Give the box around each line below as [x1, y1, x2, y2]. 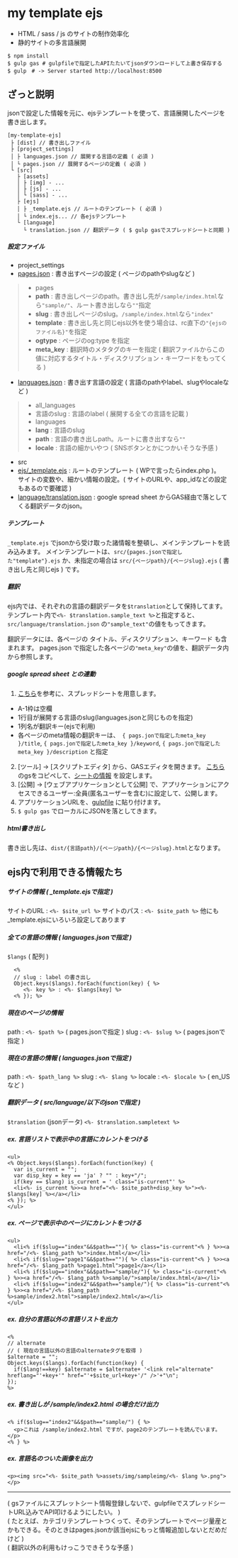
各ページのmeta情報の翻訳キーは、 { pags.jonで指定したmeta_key [17, 731, 206, 739]
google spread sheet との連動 [7, 670, 96, 678]
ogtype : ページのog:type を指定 [35, 336, 130, 345]
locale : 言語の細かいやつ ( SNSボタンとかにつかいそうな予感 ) [35, 443, 218, 452]
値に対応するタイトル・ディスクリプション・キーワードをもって [35, 353, 221, 363]
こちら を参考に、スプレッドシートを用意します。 [17, 689, 160, 697]
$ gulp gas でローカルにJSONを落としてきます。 [17, 807, 161, 815]
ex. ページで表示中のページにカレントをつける [7, 1219, 142, 1227]
